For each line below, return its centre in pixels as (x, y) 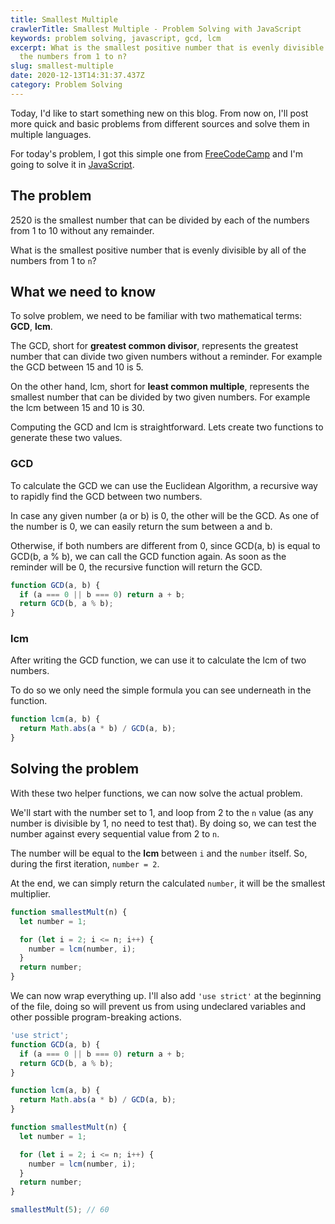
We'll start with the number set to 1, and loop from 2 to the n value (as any (162, 812)
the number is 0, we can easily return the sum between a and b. (141, 526)
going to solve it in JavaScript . (72, 164)
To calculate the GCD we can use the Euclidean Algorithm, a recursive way (164, 485)
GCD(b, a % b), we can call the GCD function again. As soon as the (148, 556)
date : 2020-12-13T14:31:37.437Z (77, 76)
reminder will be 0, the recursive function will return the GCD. (136, 567)
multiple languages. (51, 134)
